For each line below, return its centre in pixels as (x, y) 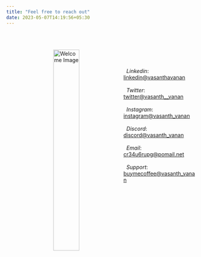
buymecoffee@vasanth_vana (159, 173)
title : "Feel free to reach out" (48, 12)
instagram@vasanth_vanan (156, 116)
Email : (134, 148)
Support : (137, 167)
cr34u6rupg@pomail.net (154, 154)
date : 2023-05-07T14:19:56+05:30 (48, 17)
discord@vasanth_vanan (153, 135)
